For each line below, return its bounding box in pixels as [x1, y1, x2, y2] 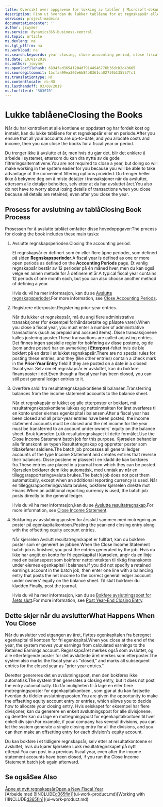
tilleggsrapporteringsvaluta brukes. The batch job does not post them [12, 472, 150, 478]
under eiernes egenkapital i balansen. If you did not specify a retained [12, 562, 151, 568]
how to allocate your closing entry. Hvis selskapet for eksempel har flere [5, 703, 150, 709]
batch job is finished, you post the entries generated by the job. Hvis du [12, 547, 155, 553]
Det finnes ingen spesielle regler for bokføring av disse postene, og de [12, 340, 153, 346]
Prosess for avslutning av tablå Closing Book [5, 205, 142, 214]
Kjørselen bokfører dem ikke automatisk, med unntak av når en [12, 467, 138, 473]
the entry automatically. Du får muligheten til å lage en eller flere [5, 682, 133, 688]
